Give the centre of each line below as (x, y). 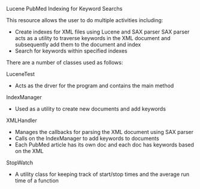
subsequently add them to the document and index (78, 45)
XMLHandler (22, 120)
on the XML (29, 151)
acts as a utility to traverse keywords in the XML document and (93, 38)
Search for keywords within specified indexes (71, 51)
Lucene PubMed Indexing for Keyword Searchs (64, 9)
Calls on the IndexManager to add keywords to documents (87, 138)
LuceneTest (20, 74)
